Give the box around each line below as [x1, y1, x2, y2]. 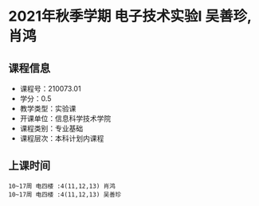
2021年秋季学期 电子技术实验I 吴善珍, [8, 7, 252, 25]
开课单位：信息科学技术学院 [19, 114, 112, 123]
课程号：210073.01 [19, 84, 81, 93]
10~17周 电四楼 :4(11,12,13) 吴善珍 [8, 190, 122, 199]
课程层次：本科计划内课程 [19, 134, 104, 143]
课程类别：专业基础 [19, 124, 84, 133]
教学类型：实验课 [19, 104, 77, 113]
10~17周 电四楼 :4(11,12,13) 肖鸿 [8, 182, 116, 190]
